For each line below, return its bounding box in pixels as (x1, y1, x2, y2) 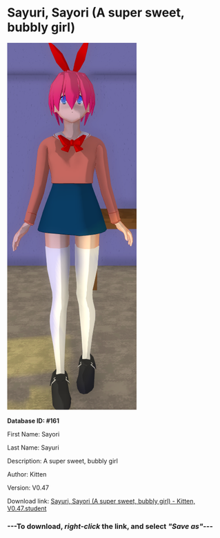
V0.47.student (7, 504, 47, 512)
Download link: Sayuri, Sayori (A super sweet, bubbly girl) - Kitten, (7, 497, 195, 505)
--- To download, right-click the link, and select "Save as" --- (7, 521, 214, 531)
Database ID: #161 (7, 416, 60, 425)
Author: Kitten (7, 470, 47, 478)
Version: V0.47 (7, 483, 50, 492)
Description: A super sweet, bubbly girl (7, 457, 119, 465)
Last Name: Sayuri (7, 443, 60, 452)
